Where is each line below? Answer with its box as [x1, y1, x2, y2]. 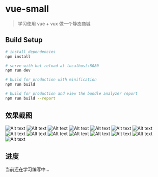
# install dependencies [5, 49, 56, 54]
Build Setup [5, 36, 43, 44]
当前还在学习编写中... [5, 166, 50, 172]
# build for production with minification [5, 77, 97, 82]
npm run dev [5, 68, 31, 73]
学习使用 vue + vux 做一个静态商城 [17, 20, 91, 27]
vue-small [5, 3, 49, 15]
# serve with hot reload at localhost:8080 [5, 63, 99, 68]
